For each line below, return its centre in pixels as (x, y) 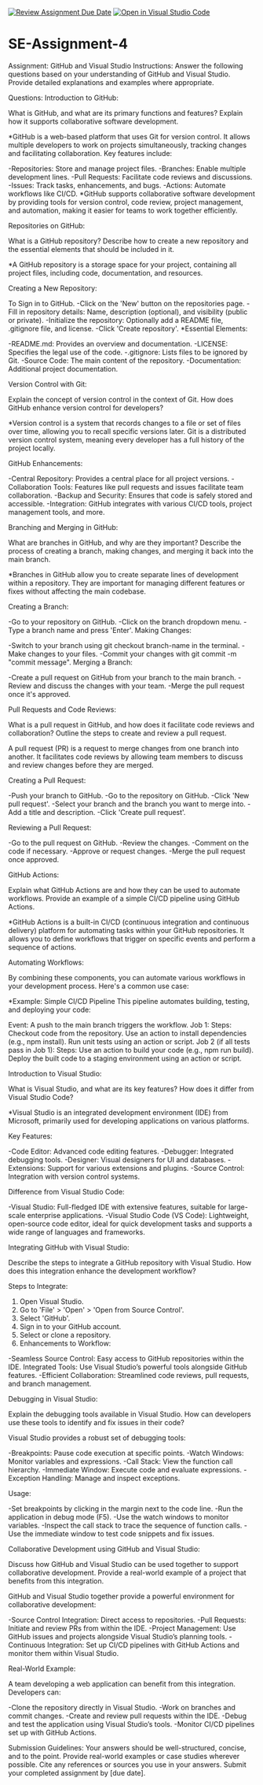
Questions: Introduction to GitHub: (64, 98)
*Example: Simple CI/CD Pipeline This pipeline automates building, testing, (129, 1001)
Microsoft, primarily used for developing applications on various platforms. (129, 1120)
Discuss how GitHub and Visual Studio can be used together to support (124, 1564)
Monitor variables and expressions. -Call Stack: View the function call (121, 1461)
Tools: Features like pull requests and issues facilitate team (148, 487)
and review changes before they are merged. (81, 765)
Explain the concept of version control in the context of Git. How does (121, 399)
